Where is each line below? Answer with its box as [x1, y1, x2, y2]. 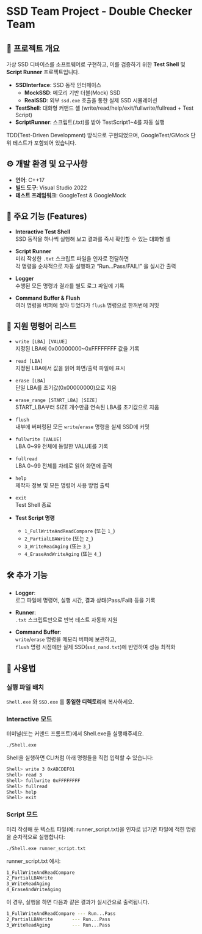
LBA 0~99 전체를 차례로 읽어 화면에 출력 [15, 462, 113, 469]
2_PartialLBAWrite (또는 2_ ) [24, 535, 93, 542]
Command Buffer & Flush [15, 294, 81, 302]
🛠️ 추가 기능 [6, 570, 48, 580]
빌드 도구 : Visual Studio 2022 [15, 184, 87, 191]
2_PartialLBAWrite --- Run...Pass [6, 916, 111, 922]
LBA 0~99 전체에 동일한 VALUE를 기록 [15, 442, 109, 450]
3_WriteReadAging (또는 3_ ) [24, 542, 91, 550]
